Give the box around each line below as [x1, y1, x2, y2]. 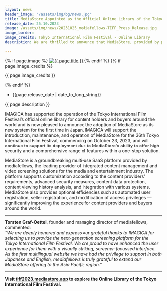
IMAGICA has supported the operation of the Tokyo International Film [5, 111, 147, 117]
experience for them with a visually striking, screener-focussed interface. [5, 245, 156, 251]
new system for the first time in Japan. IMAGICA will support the [5, 127, 137, 133]
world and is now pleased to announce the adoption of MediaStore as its [5, 121, 154, 127]
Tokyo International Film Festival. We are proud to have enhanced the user [5, 240, 158, 246]
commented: [5, 224, 31, 230]
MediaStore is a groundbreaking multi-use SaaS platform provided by [5, 157, 148, 163]
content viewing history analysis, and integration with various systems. [5, 184, 150, 190]
